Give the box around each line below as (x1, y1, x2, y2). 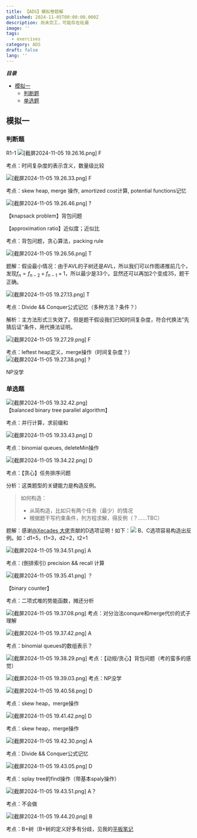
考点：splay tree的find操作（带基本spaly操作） (6, 775, 120, 782)
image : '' (6, 25, 31, 31)
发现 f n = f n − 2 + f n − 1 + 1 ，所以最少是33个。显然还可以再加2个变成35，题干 (6, 270, 190, 278)
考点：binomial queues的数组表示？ (6, 642, 93, 649)
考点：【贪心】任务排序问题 (6, 469, 71, 476)
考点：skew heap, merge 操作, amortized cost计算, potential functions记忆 (6, 187, 187, 194)
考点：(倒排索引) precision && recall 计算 (6, 560, 105, 567)
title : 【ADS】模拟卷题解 (6, 8, 64, 15)
